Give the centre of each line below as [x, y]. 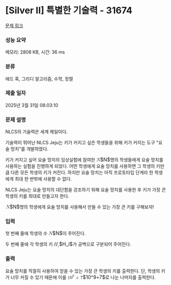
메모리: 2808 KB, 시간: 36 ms [35, 52]
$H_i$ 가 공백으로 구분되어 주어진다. [95, 244]
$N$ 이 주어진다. [69, 234]
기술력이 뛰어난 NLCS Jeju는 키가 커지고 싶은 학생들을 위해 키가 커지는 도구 [80, 143]
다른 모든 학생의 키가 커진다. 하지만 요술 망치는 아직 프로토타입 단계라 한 [82, 173]
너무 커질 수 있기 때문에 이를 [39, 277]
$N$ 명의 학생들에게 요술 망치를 [132, 160]
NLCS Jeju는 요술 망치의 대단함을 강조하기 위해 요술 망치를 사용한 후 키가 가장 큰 [86, 190]
